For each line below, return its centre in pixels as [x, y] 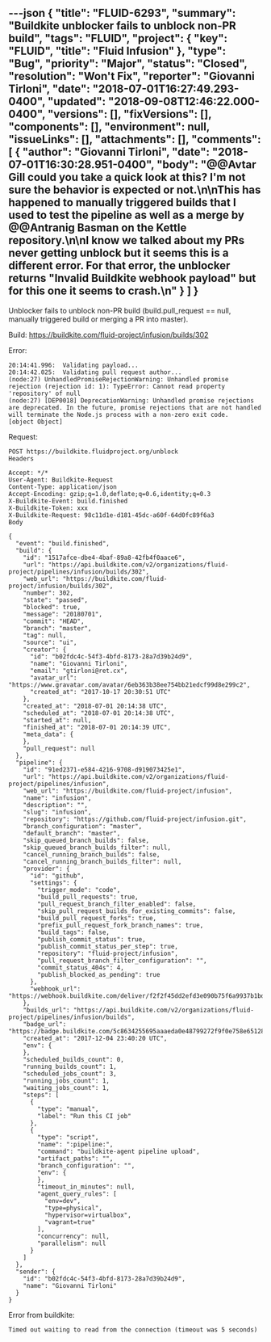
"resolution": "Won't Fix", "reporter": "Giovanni [132, 76]
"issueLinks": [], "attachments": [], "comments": [135, 139]
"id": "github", [57, 876]
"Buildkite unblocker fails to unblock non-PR [122, 26]
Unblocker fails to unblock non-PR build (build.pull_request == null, [120, 310]
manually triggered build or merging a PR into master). [98, 319]
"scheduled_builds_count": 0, [74, 1059]
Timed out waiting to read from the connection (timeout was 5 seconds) [133, 1329]
